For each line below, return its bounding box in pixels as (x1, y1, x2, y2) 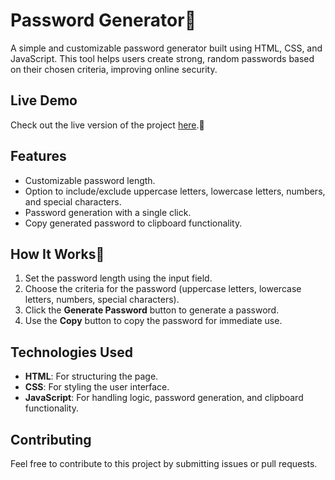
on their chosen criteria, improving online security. (10, 63, 218, 75)
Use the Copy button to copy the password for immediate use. (24, 315, 283, 327)
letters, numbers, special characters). (24, 294, 180, 306)
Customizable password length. (24, 174, 156, 186)
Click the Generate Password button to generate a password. (24, 304, 280, 316)
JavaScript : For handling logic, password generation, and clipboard (24, 392, 304, 404)
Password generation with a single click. (24, 206, 192, 218)
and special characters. (24, 195, 122, 208)
